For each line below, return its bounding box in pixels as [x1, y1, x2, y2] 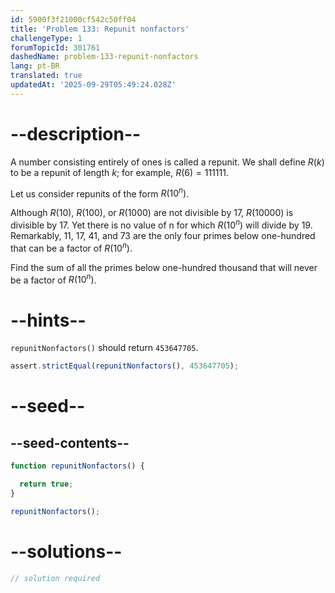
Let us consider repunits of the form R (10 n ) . [10, 186, 190, 200]
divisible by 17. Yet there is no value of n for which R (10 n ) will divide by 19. [10, 217, 313, 231]
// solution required [10, 573, 101, 583]
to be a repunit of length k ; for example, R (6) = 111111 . [10, 166, 229, 178]
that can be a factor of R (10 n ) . [10, 241, 133, 254]
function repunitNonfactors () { [10, 461, 145, 471]
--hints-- [10, 309, 87, 331]
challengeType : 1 [10, 33, 83, 43]
